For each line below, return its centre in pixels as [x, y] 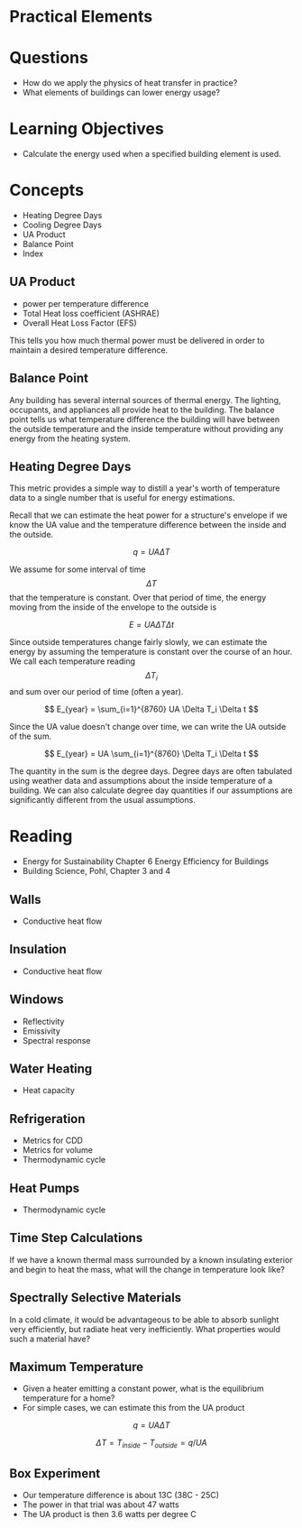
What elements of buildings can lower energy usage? [121, 93]
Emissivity [41, 1031]
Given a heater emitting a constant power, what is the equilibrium [143, 1389]
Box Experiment [55, 1473]
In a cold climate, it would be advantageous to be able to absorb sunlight [144, 1320]
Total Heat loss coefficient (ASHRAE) [91, 313]
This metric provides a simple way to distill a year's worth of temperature [145, 488]
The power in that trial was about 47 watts [101, 1505]
